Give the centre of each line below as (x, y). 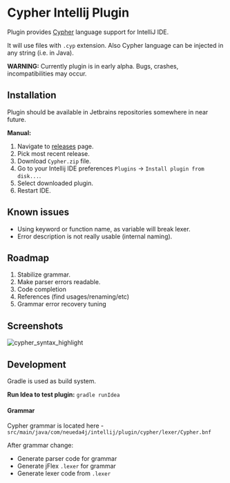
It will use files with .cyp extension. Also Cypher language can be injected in (115, 45)
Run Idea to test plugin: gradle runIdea (64, 394)
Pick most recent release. (53, 153)
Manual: (19, 132)
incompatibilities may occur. (47, 73)
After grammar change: (40, 446)
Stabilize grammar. (44, 274)
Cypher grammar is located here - (56, 426)
